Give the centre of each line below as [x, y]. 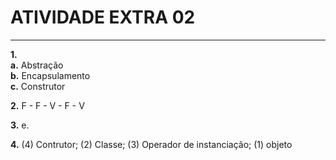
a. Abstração [37, 65]
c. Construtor [38, 86]
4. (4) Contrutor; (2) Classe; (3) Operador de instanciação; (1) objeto [151, 144]
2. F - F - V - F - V [47, 105]
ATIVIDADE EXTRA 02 [103, 17]
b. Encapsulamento [50, 75]
